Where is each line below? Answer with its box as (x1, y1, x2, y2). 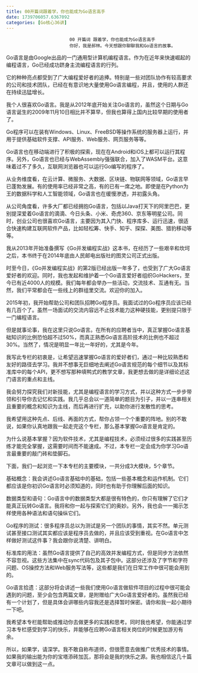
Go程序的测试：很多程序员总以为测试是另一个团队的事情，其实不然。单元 (6, 522, 184, 529)
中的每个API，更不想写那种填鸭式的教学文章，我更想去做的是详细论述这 (16, 369, 190, 376)
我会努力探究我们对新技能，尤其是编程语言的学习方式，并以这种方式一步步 (6, 388, 187, 395)
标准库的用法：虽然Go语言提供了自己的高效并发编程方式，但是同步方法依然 (6, 549, 189, 556)
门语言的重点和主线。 (6, 376, 58, 383)
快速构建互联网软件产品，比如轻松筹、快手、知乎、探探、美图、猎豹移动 (11, 225, 187, 232)
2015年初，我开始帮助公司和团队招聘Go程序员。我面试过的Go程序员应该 (6, 299, 181, 306)
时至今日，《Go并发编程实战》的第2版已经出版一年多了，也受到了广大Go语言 (6, 264, 192, 271)
